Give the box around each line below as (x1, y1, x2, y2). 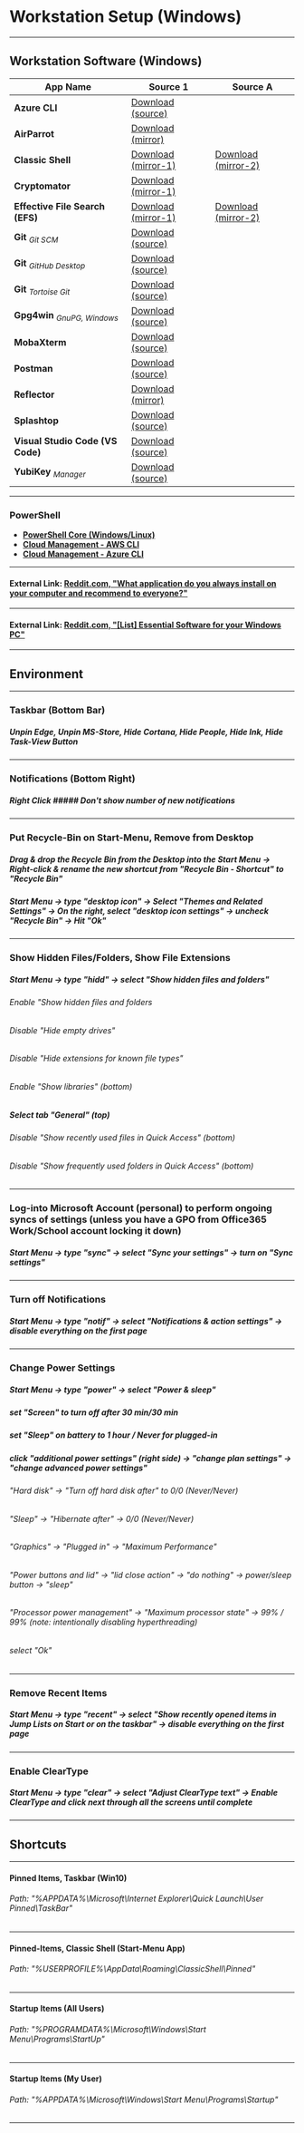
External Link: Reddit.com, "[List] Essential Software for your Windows (9, 619, 282, 630)
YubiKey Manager (14, 465, 86, 480)
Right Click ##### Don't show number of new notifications (9, 795, 235, 806)
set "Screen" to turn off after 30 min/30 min (9, 1407, 179, 1418)
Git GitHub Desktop (14, 257, 86, 271)
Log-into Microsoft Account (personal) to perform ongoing (9, 1202, 273, 1215)
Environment (9, 666, 84, 682)
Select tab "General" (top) (9, 1109, 110, 1120)
